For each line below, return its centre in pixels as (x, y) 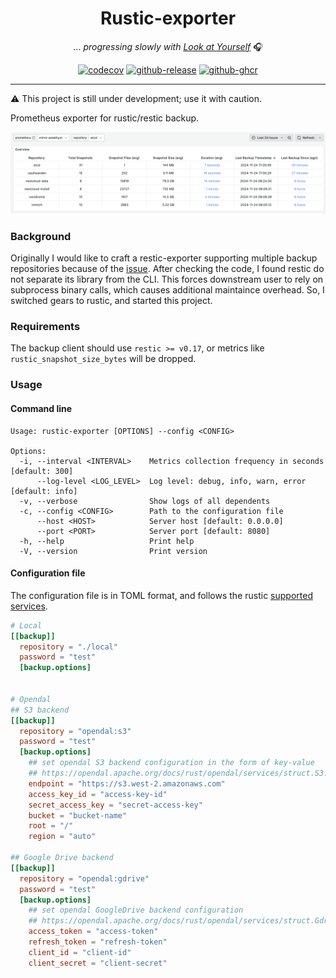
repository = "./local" (68, 647)
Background (41, 236)
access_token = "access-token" (93, 932)
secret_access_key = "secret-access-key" (115, 805)
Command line (41, 408)
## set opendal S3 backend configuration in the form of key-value (171, 763)
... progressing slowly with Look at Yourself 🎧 (168, 46)
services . (29, 606)
